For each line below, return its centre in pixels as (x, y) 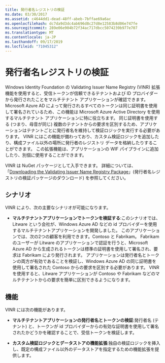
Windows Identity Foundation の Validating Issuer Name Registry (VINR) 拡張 (83, 87)
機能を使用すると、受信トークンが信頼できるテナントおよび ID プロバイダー (82, 93)
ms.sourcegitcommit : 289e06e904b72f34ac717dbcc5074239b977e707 (71, 28)
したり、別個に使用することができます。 (46, 155)
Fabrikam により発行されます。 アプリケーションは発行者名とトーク (91, 255)
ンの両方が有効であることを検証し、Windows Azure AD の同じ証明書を (84, 261)
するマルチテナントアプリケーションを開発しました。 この (71, 231)
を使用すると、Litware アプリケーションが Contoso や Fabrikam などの (84, 274)
